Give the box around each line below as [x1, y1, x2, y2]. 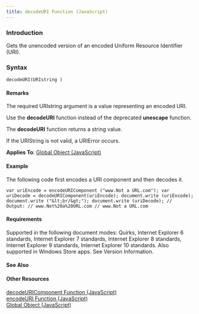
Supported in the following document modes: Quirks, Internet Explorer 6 [6, 229, 184, 236]
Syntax [6, 63, 27, 72]
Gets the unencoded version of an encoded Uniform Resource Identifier [6, 42, 183, 49]
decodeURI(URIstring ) [6, 77, 63, 83]
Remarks [6, 89, 29, 96]
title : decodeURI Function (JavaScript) [6, 8, 109, 15]
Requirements [6, 216, 42, 223]
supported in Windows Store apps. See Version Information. [6, 248, 154, 255]
